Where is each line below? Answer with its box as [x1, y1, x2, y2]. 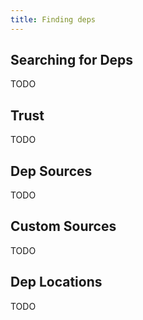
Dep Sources [10, 162, 93, 180]
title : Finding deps [10, 14, 97, 25]
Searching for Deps [10, 52, 134, 69]
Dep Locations [10, 274, 103, 291]
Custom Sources [10, 218, 117, 235]
